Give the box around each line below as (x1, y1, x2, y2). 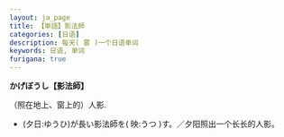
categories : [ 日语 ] (9, 30, 80, 39)
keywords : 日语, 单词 (9, 47, 86, 56)
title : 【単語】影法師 (9, 21, 86, 30)
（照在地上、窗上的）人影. (9, 99, 107, 110)
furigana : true (9, 55, 67, 64)
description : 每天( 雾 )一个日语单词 (9, 38, 139, 47)
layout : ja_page (9, 13, 70, 22)
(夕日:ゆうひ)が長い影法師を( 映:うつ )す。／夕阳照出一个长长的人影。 (22, 118, 279, 129)
